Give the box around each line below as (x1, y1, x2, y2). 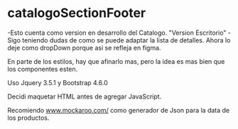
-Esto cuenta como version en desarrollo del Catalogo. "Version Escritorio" (7, 28, 227, 37)
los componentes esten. (7, 64, 78, 73)
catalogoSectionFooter (7, 5, 146, 21)
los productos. (7, 113, 50, 122)
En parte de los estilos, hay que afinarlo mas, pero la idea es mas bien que (7, 57, 225, 65)
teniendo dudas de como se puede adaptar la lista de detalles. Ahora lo (22, 35, 231, 44)
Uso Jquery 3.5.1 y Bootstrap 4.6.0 (7, 78, 108, 86)
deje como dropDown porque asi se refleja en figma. (7, 43, 161, 52)
